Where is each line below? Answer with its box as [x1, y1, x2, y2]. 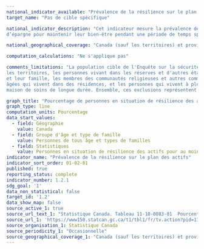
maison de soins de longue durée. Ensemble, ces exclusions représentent [6, 86, 197, 93]
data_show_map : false [6, 200, 61, 206]
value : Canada [17, 126, 53, 132]
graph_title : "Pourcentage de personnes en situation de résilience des [6, 98, 194, 104]
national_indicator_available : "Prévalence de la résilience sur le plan [6, 9, 197, 15]
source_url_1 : [6, 217, 42, 223]
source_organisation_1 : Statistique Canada [6, 222, 118, 228]
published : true [6, 166, 47, 172]
